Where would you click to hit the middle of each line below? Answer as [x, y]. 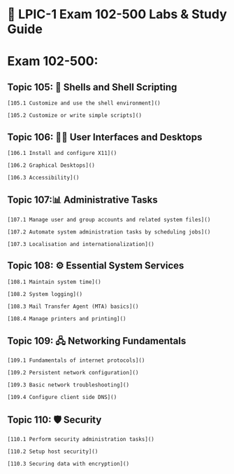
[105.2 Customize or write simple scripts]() [74, 116]
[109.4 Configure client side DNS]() [62, 398]
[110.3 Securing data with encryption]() [68, 464]
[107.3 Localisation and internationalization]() [81, 244]
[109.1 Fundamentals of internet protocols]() [76, 360]
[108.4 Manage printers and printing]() [67, 318]
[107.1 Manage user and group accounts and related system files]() [109, 219]
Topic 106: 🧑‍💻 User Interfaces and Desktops [105, 137]
